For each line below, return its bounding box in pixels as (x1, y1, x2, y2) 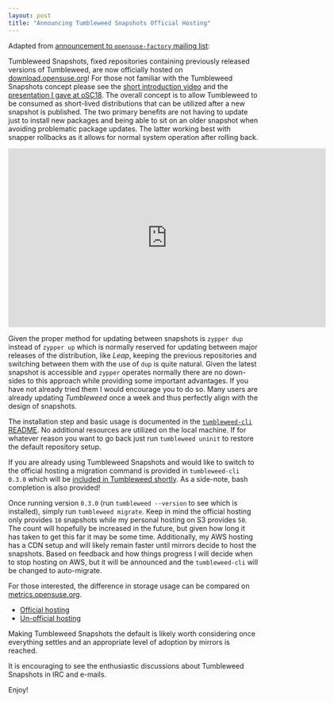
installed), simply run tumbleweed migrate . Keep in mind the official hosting (8, 506, 251, 516)
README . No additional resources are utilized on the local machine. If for (8, 425, 247, 434)
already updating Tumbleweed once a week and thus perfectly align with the (8, 393, 259, 402)
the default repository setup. (8, 442, 102, 452)
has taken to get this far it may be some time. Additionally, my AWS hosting (8, 532, 254, 541)
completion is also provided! (8, 483, 101, 492)
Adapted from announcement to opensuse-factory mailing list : (8, 41, 210, 50)
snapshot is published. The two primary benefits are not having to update (8, 107, 248, 116)
